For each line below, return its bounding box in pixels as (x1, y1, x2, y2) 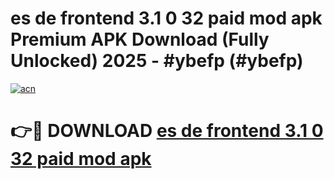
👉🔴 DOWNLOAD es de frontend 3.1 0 (10, 120, 324, 142)
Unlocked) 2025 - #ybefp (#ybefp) (10, 50, 304, 72)
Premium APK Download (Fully (10, 28, 270, 51)
